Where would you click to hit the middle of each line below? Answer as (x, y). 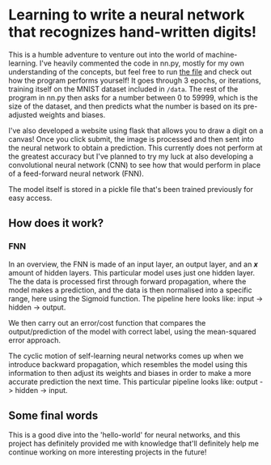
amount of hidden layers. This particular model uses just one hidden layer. (132, 272)
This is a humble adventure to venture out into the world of (106, 54)
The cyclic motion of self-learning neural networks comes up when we (126, 356)
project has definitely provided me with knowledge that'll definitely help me (133, 444)
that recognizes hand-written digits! (133, 32)
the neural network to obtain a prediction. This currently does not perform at (135, 147)
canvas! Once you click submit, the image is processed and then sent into (131, 139)
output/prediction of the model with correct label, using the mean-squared (132, 331)
